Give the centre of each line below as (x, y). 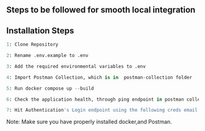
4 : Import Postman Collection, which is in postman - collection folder (99, 77)
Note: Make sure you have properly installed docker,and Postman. (89, 122)
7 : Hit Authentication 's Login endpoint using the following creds (94, 110)
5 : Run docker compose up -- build (50, 88)
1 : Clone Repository (33, 45)
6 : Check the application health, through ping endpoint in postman (95, 99)
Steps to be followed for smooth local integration (101, 10)
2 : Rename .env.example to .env (47, 56)
